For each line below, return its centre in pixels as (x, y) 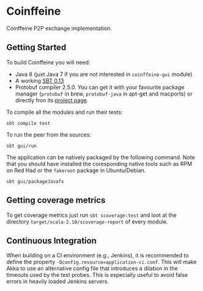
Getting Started (36, 47)
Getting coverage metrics (56, 200)
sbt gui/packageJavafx (35, 181)
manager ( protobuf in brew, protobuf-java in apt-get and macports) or (104, 94)
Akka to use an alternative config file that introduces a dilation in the (92, 268)
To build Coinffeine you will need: (48, 62)
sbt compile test (28, 123)
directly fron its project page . (52, 100)
